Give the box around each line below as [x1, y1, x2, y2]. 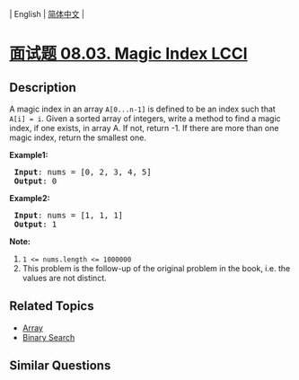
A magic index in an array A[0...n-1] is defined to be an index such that [9, 103, 276, 114]
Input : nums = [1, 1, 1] [13, 210, 124, 220]
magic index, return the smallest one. [9, 132, 146, 143]
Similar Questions [9, 358, 111, 374]
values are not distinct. [22, 273, 108, 283]
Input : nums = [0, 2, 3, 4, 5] [13, 167, 152, 177]
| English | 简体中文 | [9, 9, 85, 19]
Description [9, 80, 76, 95]
